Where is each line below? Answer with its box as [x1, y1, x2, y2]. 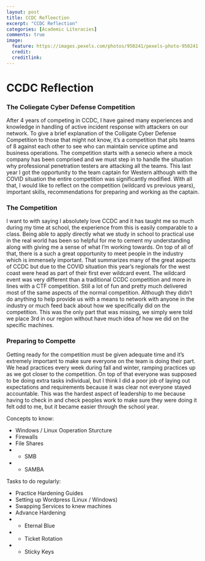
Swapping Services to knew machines [15, 502, 112, 510]
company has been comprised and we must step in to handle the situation [6, 156, 193, 163]
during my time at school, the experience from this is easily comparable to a [6, 224, 198, 232]
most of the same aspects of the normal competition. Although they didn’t [6, 289, 193, 296]
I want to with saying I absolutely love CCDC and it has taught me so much [6, 217, 194, 225]
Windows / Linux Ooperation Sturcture [15, 426, 112, 434]
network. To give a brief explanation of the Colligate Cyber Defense [6, 130, 176, 137]
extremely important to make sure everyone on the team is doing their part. [6, 357, 196, 364]
